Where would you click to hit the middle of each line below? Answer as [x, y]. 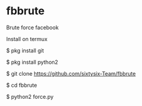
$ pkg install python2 [32, 62]
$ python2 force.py [30, 96]
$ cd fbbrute [22, 85]
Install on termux [27, 39]
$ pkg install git [25, 50]
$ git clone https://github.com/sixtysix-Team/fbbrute [71, 73]
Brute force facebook [32, 27]
